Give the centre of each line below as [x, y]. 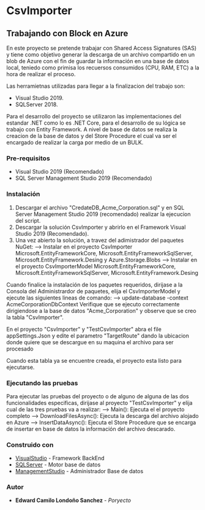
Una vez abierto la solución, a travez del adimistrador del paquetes [99, 240]
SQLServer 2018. [36, 104]
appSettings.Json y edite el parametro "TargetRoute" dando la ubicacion [98, 336]
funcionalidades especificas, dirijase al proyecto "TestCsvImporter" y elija [99, 403]
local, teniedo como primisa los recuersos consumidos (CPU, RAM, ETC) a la [103, 68]
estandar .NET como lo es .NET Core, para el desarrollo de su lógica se [96, 123]
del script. [28, 220]
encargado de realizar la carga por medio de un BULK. [75, 142]
